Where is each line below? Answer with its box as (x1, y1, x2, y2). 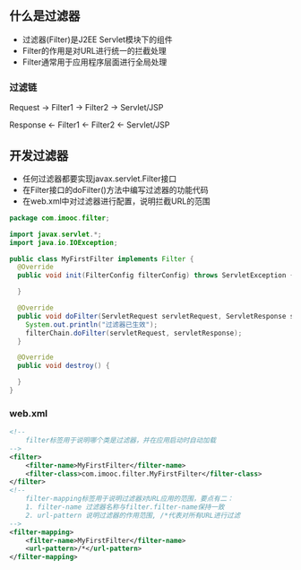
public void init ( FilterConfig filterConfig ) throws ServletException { (17, 271, 295, 280)
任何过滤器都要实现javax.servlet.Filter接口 (21, 173, 177, 184)
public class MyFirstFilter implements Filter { (9, 254, 194, 263)
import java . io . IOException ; (9, 238, 118, 247)
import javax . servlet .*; (9, 230, 102, 239)
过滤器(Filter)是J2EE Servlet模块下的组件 (21, 34, 173, 45)
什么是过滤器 (9, 8, 81, 24)
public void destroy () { (17, 362, 110, 371)
